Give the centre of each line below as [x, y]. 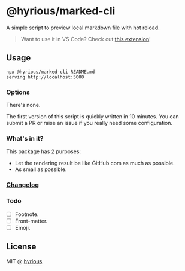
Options [18, 92]
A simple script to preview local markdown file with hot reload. [83, 28]
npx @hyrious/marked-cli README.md [51, 72]
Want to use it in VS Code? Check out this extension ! [86, 39]
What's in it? [25, 138]
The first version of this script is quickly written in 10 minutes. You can [93, 117]
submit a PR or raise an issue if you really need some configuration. [90, 123]
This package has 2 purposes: [44, 151]
